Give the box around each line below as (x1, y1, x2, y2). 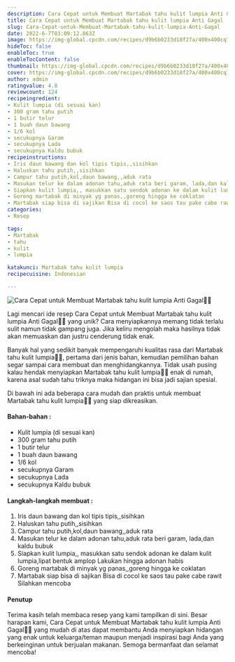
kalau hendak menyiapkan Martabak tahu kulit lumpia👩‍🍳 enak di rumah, (7, 368, 213, 376)
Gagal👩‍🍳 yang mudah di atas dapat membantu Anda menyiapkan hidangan (7, 625, 223, 634)
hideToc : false (7, 43, 52, 50)
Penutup (7, 595, 33, 604)
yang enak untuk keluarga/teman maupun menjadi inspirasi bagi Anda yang (7, 633, 225, 642)
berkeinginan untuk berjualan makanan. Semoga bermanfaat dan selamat (7, 640, 219, 649)
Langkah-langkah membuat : (7, 496, 93, 505)
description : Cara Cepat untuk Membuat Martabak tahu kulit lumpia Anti (7, 10, 224, 18)
